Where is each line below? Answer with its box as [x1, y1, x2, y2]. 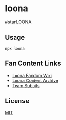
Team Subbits [12, 82, 40, 88]
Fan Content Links [5, 60, 62, 68]
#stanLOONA [5, 19, 32, 25]
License [5, 97, 30, 105]
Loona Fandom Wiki [12, 72, 52, 78]
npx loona [5, 46, 25, 51]
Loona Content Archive [12, 78, 58, 83]
